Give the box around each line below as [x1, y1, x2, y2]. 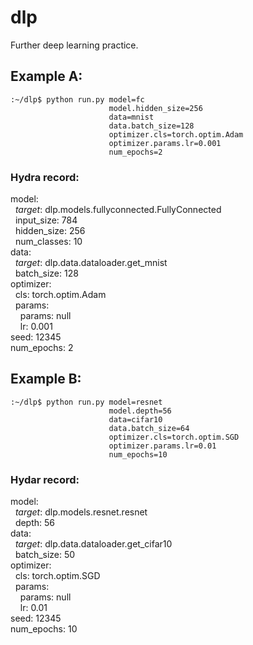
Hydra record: [10, 170, 80, 184]
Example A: [10, 68, 83, 85]
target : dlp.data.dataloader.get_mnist [14, 257, 168, 269]
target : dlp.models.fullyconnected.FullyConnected [14, 204, 222, 216]
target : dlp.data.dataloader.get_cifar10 [14, 538, 173, 550]
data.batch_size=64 [108, 423, 190, 433]
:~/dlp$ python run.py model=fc [10, 94, 145, 105]
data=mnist [108, 112, 155, 122]
